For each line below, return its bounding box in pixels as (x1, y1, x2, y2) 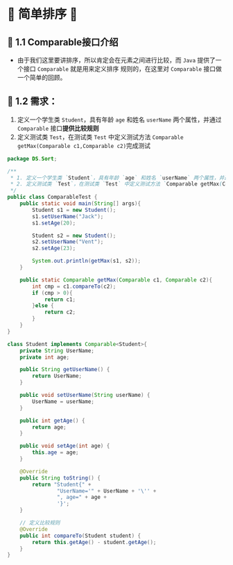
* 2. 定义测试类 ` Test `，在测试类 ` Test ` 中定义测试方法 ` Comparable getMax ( (10, 181, 223, 188)
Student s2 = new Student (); (32, 232, 116, 239)
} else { (32, 302, 54, 309)
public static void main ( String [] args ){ (19, 200, 141, 207)
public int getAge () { (19, 417, 85, 424)
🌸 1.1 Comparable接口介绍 (7, 36, 119, 48)
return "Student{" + (32, 481, 92, 488)
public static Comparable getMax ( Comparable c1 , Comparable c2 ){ (19, 276, 213, 284)
